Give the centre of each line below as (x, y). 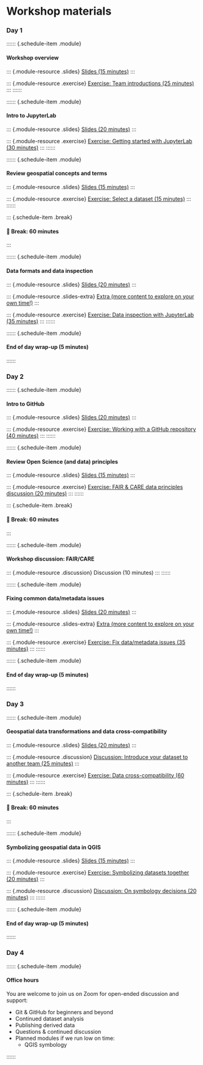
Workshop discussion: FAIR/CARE (50, 559)
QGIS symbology (46, 1044)
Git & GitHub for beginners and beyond (64, 1012)
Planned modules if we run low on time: (65, 1038)
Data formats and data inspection (50, 271)
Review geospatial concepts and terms (57, 173)
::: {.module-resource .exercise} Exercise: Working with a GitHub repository (101, 429)
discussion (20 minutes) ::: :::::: (45, 493)
